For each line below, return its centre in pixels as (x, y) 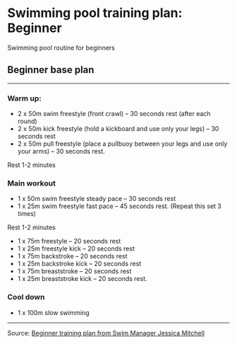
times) (27, 214)
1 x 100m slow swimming (53, 312)
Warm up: (25, 98)
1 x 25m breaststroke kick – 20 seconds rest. (82, 279)
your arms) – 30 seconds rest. (61, 151)
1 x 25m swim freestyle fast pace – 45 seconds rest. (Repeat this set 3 (120, 206)
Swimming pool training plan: (95, 13)
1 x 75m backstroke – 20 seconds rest (72, 256)
